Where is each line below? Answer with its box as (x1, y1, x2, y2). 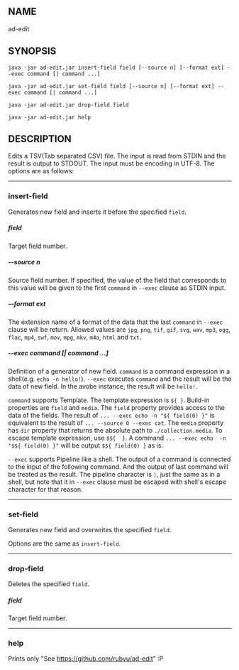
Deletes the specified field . (8, 580, 90, 588)
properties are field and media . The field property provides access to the (8, 403, 226, 411)
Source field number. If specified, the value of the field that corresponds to (8, 276, 227, 284)
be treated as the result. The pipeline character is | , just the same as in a (8, 470, 221, 478)
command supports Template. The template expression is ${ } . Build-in (8, 396, 210, 404)
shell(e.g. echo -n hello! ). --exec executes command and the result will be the (8, 374, 232, 383)
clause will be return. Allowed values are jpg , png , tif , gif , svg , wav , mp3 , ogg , (8, 325, 231, 333)
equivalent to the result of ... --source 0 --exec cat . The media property (8, 418, 224, 427)
